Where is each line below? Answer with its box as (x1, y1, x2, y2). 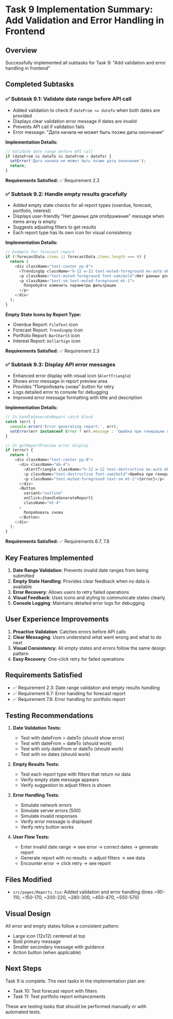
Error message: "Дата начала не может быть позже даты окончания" (12, 129, 165, 135)
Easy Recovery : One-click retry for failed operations (12, 656, 125, 662)
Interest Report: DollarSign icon (12, 338, 81, 344)
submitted (12, 572, 34, 578)
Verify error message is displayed (20, 818, 92, 824)
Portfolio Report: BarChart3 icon (12, 332, 80, 338)
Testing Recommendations (5, 711, 94, 720)
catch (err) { (5, 419, 36, 425)
